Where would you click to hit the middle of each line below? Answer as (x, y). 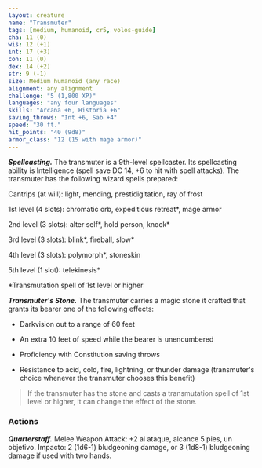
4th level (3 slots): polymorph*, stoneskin (75, 254)
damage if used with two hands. (60, 455)
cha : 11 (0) (27, 37)
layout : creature (36, 15)
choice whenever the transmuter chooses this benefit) (107, 378)
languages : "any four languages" (63, 103)
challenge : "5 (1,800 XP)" (52, 96)
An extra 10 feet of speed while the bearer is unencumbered (116, 339)
